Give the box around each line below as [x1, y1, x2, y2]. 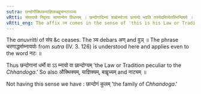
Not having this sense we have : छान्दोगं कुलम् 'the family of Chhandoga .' [6, 80, 178, 87]
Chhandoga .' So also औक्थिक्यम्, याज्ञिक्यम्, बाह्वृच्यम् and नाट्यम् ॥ [6, 68, 147, 75]
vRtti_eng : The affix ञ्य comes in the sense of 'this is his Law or [6, 20, 179, 26]
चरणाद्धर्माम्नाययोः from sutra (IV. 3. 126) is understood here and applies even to [6, 43, 190, 50]
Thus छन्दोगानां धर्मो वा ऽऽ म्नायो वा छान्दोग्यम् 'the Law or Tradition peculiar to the [6, 62, 181, 69]
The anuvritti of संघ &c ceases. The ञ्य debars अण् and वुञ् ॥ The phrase [6, 37, 178, 44]
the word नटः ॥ [6, 50, 42, 57]
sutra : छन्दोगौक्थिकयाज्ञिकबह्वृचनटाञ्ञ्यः [6, 8, 77, 15]
